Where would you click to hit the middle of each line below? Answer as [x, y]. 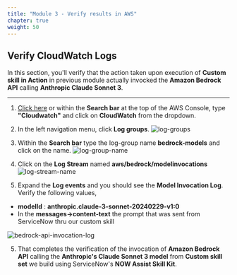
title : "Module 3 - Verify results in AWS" [72, 14]
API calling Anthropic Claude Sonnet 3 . [65, 88]
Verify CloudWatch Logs [62, 55]
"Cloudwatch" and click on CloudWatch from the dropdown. [107, 116]
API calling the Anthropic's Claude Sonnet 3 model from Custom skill [120, 257]
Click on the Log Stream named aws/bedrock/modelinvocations [113, 164]
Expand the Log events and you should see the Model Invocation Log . [120, 185]
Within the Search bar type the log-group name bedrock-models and [119, 143]
